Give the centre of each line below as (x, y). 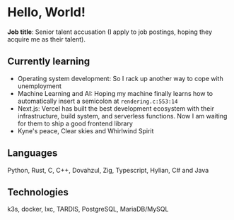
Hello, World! (47, 12)
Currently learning (49, 62)
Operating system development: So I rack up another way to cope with (121, 78)
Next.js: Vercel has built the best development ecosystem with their (116, 108)
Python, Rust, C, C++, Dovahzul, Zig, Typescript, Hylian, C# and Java (108, 170)
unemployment (40, 86)
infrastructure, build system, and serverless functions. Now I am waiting (122, 116)
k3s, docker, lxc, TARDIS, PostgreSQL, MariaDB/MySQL (88, 209)
